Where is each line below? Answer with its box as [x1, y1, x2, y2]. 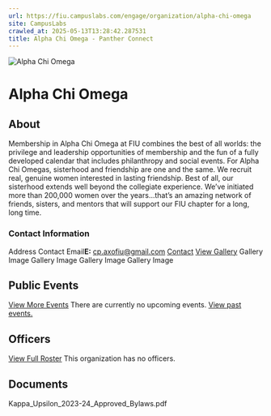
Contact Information [8, 228, 91, 239]
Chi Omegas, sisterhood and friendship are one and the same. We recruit [8, 165, 252, 174]
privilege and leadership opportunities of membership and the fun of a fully [8, 148, 259, 157]
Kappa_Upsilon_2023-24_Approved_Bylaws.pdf [8, 398, 167, 408]
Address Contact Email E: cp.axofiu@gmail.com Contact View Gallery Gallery [8, 247, 264, 256]
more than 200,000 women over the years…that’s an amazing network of [8, 191, 252, 200]
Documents [8, 377, 69, 391]
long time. [8, 208, 42, 217]
